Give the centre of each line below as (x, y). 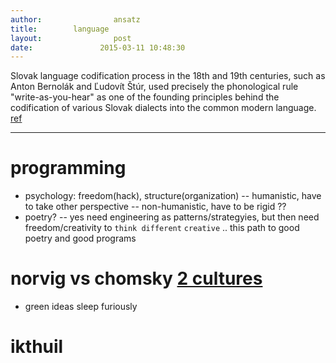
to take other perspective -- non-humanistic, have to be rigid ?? (155, 207)
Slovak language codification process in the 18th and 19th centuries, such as (168, 76)
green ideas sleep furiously (81, 307)
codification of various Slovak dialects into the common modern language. (163, 108)
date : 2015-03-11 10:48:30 (98, 47)
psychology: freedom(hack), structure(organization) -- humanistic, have (173, 196)
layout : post (71, 38)
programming (68, 168)
